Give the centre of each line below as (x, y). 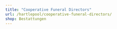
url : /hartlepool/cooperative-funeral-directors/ (59, 14)
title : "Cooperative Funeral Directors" (49, 10)
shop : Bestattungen (26, 19)
